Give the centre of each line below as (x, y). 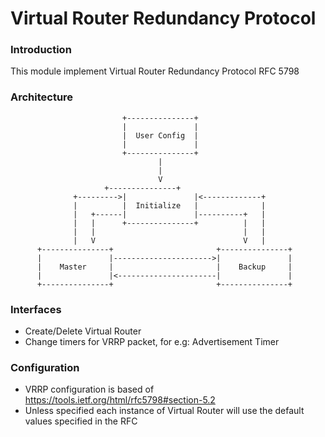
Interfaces (36, 309)
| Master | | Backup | (164, 267)
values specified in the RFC (81, 421)
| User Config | (160, 135)
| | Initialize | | (170, 205)
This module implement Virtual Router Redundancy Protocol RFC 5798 (155, 71)
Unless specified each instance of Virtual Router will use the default (164, 411)
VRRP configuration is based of (89, 389)
